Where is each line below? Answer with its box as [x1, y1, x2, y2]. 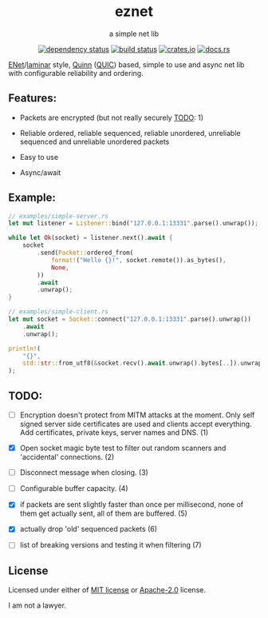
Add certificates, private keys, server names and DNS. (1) [19, 428, 209, 437]
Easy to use [19, 152, 58, 161]
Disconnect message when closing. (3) [19, 468, 149, 477]
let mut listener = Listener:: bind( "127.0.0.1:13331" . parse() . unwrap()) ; [8, 219, 259, 228]
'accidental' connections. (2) [19, 453, 115, 462]
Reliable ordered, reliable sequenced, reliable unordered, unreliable [19, 128, 241, 138]
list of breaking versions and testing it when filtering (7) [19, 540, 202, 550]
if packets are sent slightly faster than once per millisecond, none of [19, 500, 244, 509]
